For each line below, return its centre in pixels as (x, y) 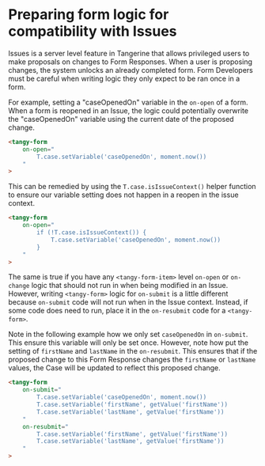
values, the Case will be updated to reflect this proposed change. (115, 368)
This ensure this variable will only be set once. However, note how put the (129, 343)
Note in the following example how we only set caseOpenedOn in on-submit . (128, 335)
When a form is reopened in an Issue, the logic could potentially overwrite (129, 110)
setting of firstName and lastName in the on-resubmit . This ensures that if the (133, 351)
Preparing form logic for (89, 15)
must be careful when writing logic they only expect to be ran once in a (124, 78)
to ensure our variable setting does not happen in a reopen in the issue (123, 195)
